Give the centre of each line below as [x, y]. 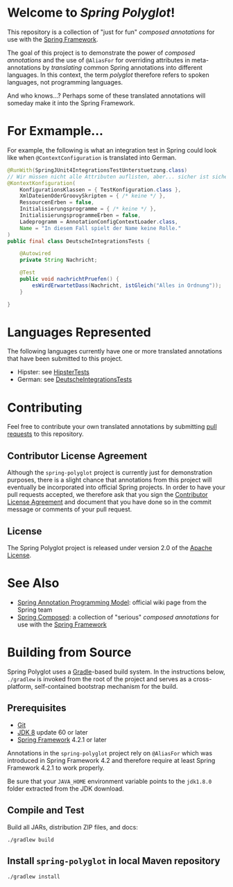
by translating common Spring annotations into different [123, 67]
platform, [20, 686]
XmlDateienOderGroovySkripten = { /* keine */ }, [93, 196]
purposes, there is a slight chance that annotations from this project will [110, 480]
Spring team [35, 609]
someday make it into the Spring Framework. [71, 103]
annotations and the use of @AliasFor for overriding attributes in [99, 60]
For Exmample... [55, 131]
